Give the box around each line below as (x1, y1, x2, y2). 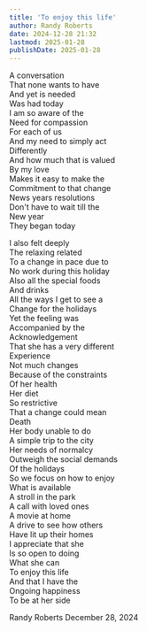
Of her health (9, 379, 58, 389)
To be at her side (9, 595, 71, 606)
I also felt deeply (9, 238, 70, 249)
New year (9, 212, 44, 222)
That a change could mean (9, 407, 107, 418)
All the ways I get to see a (9, 294, 104, 305)
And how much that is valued (9, 155, 116, 165)
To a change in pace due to (9, 257, 109, 267)
